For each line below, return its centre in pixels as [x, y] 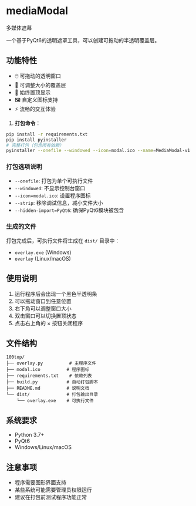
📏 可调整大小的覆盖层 [40, 85]
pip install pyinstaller [36, 140]
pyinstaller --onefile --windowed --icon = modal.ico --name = [81, 151]
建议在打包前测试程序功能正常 [50, 497]
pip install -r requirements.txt [47, 134]
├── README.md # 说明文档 [48, 389]
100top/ [16, 357]
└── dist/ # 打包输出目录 [52, 394]
